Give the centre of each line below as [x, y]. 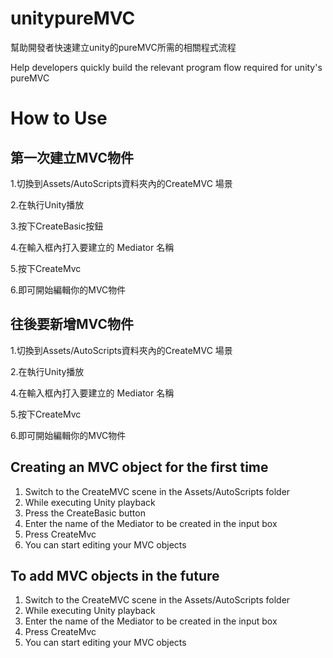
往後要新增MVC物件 [72, 324]
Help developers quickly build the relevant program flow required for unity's [166, 67]
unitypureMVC [73, 18]
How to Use [59, 118]
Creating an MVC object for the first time [139, 467]
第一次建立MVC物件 [72, 157]
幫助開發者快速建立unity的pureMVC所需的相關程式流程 [123, 47]
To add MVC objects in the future [115, 575]
